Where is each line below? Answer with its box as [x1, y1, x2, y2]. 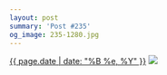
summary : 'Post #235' [9, 22, 92, 31]
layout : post [9, 13, 59, 23]
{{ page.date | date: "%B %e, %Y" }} [9, 56, 147, 67]
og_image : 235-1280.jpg [9, 30, 100, 39]
